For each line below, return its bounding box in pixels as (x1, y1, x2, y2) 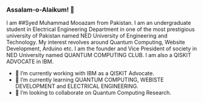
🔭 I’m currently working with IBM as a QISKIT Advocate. (15, 70, 154, 77)
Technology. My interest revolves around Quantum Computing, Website (6, 39, 185, 46)
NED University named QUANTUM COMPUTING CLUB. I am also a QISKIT (6, 52, 191, 59)
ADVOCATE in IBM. (6, 58, 54, 66)
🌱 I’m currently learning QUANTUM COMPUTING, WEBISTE (15, 76, 164, 84)
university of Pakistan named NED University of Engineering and (6, 32, 168, 39)
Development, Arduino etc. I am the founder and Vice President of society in (6, 45, 198, 52)
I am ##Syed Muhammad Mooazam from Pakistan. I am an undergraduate (6, 19, 191, 27)
